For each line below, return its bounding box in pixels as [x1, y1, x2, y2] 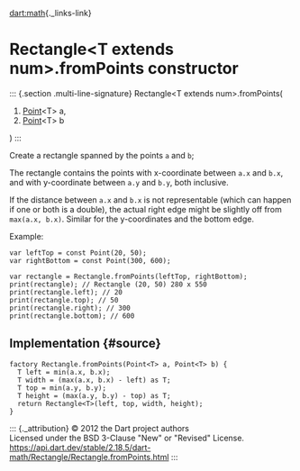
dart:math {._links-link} [9, 8, 92, 18]
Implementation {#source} [9, 336, 162, 351]
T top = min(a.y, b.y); [17, 383, 106, 393]
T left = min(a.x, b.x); [17, 367, 111, 376]
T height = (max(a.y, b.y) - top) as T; [17, 391, 171, 400]
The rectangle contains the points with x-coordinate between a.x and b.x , [9, 167, 284, 178]
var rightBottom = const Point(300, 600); [9, 256, 171, 265]
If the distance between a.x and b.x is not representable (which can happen [9, 194, 292, 205]
